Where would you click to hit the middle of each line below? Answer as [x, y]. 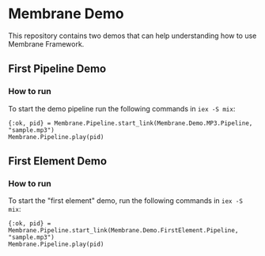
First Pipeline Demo [57, 69]
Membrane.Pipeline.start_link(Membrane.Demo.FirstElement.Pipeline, [123, 231]
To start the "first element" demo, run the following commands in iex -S [126, 201]
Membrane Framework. [46, 43]
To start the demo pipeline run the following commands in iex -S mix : [122, 108]
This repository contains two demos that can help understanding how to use [132, 36]
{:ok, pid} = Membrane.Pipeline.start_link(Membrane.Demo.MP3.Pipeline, [131, 123]
